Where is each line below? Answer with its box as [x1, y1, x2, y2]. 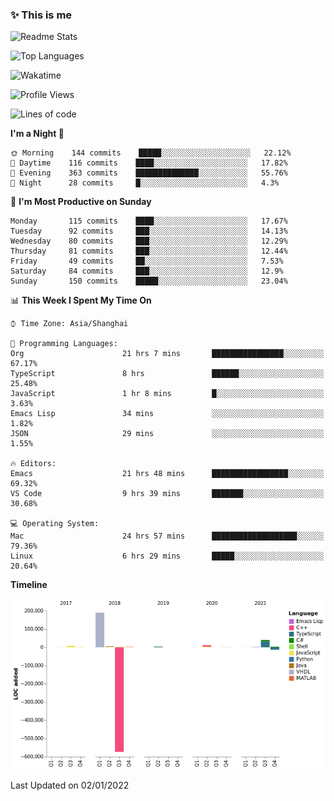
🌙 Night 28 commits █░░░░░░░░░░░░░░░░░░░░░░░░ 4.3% [10, 178, 280, 188]
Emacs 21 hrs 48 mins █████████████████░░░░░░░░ [10, 469, 325, 479]
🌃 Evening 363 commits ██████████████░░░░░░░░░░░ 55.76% [10, 168, 288, 178]
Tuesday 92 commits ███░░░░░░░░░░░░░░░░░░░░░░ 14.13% [10, 226, 288, 237]
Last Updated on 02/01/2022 [10, 779, 130, 792]
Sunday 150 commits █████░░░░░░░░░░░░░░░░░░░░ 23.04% [10, 276, 288, 287]
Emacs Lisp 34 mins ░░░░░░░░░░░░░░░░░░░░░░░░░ [10, 409, 325, 419]
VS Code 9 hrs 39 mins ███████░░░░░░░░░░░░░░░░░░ [10, 489, 325, 499]
